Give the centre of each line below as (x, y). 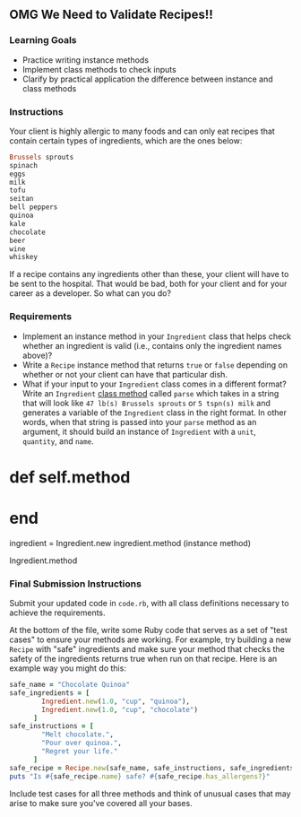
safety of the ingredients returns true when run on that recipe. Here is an (143, 659)
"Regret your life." (80, 752)
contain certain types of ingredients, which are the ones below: (126, 140)
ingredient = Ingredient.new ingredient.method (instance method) (130, 543)
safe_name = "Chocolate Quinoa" (69, 685)
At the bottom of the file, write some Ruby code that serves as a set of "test (149, 630)
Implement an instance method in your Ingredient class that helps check (157, 336)
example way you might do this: (68, 668)
